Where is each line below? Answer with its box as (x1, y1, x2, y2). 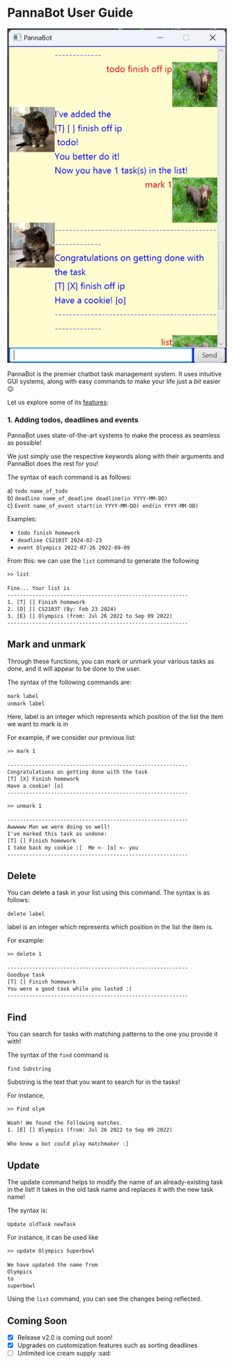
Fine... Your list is (7, 584, 70, 591)
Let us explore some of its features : (7, 398, 109, 406)
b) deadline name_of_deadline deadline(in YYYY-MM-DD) (7, 493, 169, 502)
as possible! (7, 438, 42, 447)
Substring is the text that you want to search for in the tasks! (7, 1078, 180, 1086)
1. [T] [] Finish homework (7, 598, 86, 605)
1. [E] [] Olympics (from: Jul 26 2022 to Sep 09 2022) (7, 1126, 173, 1133)
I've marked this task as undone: (7, 830, 108, 837)
